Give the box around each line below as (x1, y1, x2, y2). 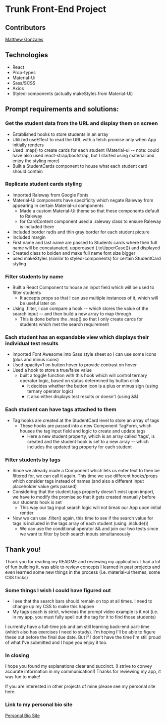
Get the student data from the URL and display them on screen (5, 120, 158, 127)
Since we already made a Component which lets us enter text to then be (12, 467, 160, 473)
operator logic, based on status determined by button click (19, 378, 140, 384)
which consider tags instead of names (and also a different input (12, 478, 144, 484)
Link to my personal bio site (5, 701, 73, 708)
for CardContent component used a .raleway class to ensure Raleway (19, 218, 162, 224)
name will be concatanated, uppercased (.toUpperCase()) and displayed (12, 245, 160, 251)
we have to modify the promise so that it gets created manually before (12, 494, 156, 500)
